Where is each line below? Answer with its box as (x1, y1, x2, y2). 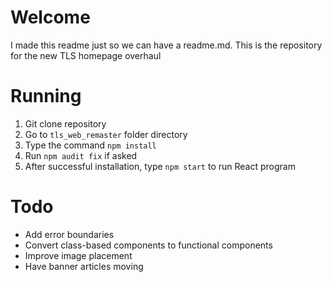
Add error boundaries (24, 228, 115, 240)
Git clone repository (24, 117, 107, 130)
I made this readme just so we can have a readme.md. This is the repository (10, 39, 323, 51)
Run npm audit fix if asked (24, 149, 138, 161)
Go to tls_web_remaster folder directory (24, 128, 188, 140)
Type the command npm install (24, 139, 157, 151)
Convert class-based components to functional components (24, 239, 273, 251)
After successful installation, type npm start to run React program (24, 160, 296, 172)
